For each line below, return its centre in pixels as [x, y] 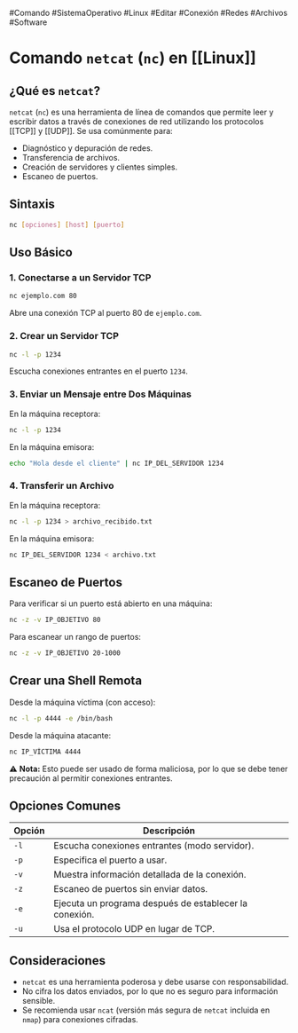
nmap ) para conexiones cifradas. [80, 1020]
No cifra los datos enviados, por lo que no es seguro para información [150, 991]
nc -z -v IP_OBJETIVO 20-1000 [65, 653]
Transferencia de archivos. [71, 158]
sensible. [39, 1001]
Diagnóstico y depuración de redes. [87, 148]
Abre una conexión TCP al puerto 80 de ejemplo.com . [106, 313]
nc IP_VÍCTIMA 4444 [45, 752]
